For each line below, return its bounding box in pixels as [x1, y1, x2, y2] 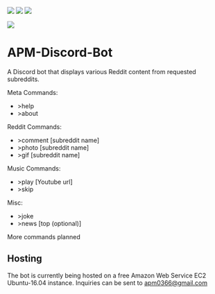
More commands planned [7, 232, 81, 241]
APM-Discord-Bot [7, 45, 113, 60]
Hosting [7, 253, 43, 265]
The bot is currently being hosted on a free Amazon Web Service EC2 [7, 271, 207, 279]
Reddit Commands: [7, 122, 62, 131]
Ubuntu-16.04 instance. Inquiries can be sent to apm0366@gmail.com [7, 278, 208, 287]
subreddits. [7, 75, 40, 83]
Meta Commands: [7, 88, 58, 96]
